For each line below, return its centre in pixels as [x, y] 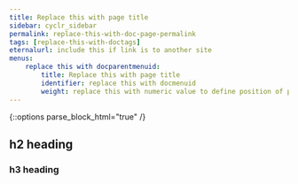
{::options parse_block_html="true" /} [78, 117]
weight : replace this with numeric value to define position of [162, 91]
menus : [21, 58]
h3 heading [34, 169]
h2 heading [41, 144]
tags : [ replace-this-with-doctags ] [75, 42]
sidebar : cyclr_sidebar [53, 26]
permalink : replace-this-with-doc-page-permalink [103, 34]
